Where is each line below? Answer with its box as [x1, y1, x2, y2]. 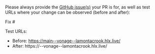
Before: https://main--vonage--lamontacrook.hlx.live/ [12, 38, 121, 44]
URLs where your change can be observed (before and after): [5, 9, 130, 15]
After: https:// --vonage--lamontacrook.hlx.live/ [12, 43, 107, 49]
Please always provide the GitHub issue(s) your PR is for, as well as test [5, 4, 150, 10]
